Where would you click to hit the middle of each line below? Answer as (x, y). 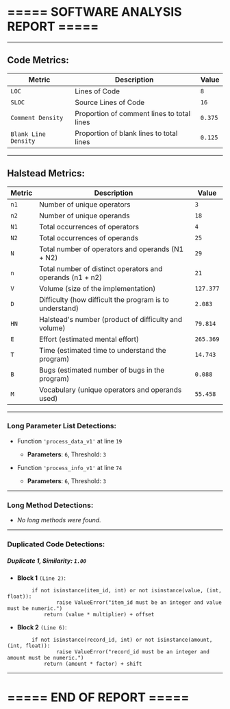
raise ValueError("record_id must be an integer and (133, 652)
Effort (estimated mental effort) (89, 339)
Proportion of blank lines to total (126, 133)
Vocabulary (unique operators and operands (110, 390)
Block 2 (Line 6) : (42, 627)
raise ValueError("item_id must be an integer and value (139, 603)
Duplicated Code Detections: (56, 544)
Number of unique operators (85, 205)
